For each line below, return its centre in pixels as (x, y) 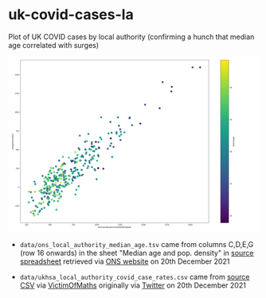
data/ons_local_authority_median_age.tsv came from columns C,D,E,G (137, 245)
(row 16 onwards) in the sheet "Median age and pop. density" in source (137, 253)
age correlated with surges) (54, 45)
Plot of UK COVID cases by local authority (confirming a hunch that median (131, 37)
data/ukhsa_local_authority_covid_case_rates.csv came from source (135, 277)
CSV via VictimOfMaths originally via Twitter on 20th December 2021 (133, 285)
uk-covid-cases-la (71, 15)
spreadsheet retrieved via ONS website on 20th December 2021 (125, 261)
